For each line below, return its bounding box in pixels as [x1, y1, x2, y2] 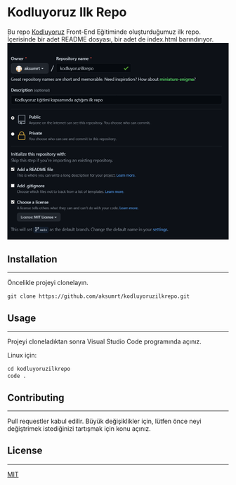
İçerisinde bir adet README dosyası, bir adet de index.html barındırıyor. [7, 34, 214, 43]
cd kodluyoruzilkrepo [7, 365, 71, 373]
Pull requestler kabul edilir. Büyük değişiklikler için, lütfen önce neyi [7, 417, 202, 425]
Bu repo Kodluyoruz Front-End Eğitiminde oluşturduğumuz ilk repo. [7, 27, 202, 36]
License [7, 445, 43, 457]
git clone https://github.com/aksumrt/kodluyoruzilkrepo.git [7, 293, 190, 300]
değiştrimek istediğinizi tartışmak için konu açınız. [7, 424, 151, 433]
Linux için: [7, 351, 37, 360]
